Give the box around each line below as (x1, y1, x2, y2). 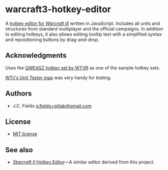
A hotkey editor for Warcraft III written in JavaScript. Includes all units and (5, 20, 160, 26)
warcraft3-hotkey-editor (5, 4, 111, 15)
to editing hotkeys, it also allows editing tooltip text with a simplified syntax (5, 31, 162, 37)
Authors (5, 89, 32, 98)
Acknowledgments (5, 51, 67, 60)
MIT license (12, 131, 37, 137)
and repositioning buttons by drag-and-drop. (5, 37, 99, 43)
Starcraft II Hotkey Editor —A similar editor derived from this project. (12, 159, 155, 165)
